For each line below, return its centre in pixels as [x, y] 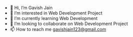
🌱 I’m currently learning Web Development [54, 18]
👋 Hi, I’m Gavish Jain [31, 8]
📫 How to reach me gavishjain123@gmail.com [58, 29]
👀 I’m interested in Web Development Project [56, 13]
